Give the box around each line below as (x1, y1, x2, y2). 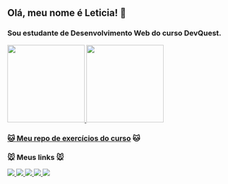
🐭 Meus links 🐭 (7, 152, 64, 162)
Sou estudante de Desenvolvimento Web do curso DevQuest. (7, 28, 222, 38)
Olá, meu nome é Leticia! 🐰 (7, 7, 127, 19)
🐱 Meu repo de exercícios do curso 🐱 (7, 133, 140, 143)
